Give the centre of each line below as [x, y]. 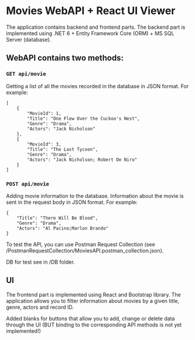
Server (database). [29, 39]
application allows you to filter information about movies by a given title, [93, 301]
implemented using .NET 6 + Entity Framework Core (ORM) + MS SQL [90, 33]
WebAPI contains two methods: [65, 58]
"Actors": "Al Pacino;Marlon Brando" [63, 228]
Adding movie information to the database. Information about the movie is [95, 196]
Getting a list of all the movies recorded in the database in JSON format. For [97, 86]
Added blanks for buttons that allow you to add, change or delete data [90, 318]
